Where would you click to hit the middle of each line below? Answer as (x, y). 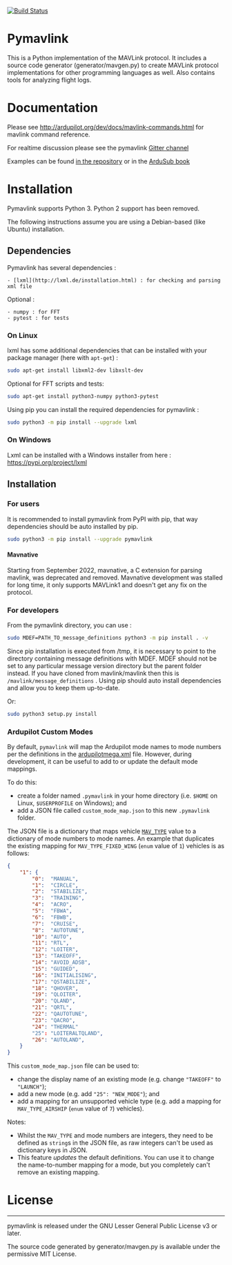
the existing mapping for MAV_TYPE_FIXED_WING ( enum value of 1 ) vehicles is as (116, 845)
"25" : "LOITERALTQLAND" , (68, 1033)
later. (14, 1233)
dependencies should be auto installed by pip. (73, 526)
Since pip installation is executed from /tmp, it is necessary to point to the (112, 651)
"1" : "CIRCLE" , (55, 885)
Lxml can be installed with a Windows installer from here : (89, 455)
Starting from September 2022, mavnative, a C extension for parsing (105, 570)
